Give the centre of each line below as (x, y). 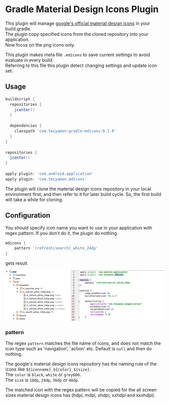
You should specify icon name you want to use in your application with (79, 228)
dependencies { (26, 126)
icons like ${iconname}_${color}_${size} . (48, 369)
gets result (16, 263)
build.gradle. (18, 28)
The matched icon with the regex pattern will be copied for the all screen (81, 390)
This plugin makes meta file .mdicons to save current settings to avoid (78, 55)
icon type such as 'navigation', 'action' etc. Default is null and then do (78, 348)
